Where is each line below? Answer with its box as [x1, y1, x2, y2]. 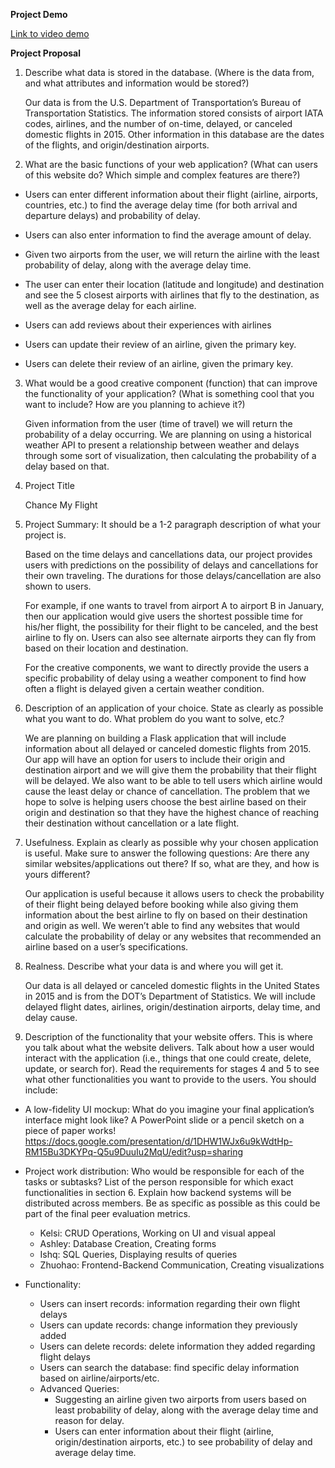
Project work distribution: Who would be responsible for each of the [24, 1165, 305, 1177]
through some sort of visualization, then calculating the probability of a [24, 450, 317, 461]
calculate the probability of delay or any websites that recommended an [24, 930, 322, 942]
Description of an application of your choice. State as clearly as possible [24, 702, 324, 714]
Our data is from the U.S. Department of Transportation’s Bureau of [24, 97, 302, 108]
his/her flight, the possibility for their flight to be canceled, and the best [24, 621, 319, 633]
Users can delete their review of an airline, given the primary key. [24, 358, 294, 369]
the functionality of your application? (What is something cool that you [24, 388, 315, 399]
